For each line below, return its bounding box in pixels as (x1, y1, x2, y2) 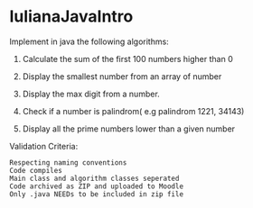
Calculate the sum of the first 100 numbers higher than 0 (22, 53, 233, 64)
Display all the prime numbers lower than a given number (22, 123, 236, 134)
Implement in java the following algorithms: (9, 36, 169, 47)
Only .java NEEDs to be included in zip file (9, 189, 183, 199)
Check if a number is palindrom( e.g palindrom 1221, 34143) (22, 105, 245, 116)
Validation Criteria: (9, 140, 79, 151)
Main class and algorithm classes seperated (9, 174, 180, 183)
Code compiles (9, 166, 63, 175)
